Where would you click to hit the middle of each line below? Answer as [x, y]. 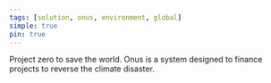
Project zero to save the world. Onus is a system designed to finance [136, 60]
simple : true [34, 26]
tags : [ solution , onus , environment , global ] [95, 17]
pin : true [28, 34]
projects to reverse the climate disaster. [82, 69]
